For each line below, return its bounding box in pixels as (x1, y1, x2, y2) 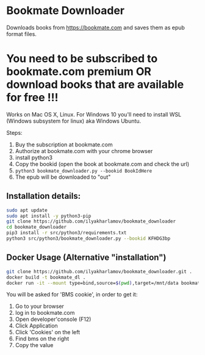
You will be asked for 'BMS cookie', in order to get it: (6, 291, 138, 298)
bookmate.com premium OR (6, 65, 151, 79)
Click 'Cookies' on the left (15, 329, 81, 336)
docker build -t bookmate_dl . (6, 274, 86, 281)
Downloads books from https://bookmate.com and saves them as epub (6, 24, 185, 31)
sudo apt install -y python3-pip (6, 213, 92, 219)
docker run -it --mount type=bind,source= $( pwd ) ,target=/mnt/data (6, 280, 179, 286)
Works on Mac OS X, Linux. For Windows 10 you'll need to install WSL (6, 110, 182, 118)
